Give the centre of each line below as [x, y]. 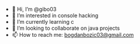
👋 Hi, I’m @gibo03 [34, 9]
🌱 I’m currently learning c [43, 22]
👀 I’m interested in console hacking [55, 15]
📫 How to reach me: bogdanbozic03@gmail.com [73, 35]
